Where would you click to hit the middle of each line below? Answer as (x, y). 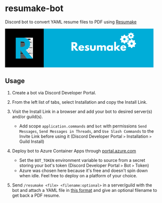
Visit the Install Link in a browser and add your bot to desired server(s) (82, 111)
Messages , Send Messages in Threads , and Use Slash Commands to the (86, 131)
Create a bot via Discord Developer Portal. (54, 93)
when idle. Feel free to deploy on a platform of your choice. (78, 175)
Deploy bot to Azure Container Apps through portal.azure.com (74, 151)
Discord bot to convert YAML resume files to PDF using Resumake (71, 22)
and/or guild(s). (28, 116)
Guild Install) (32, 141)
